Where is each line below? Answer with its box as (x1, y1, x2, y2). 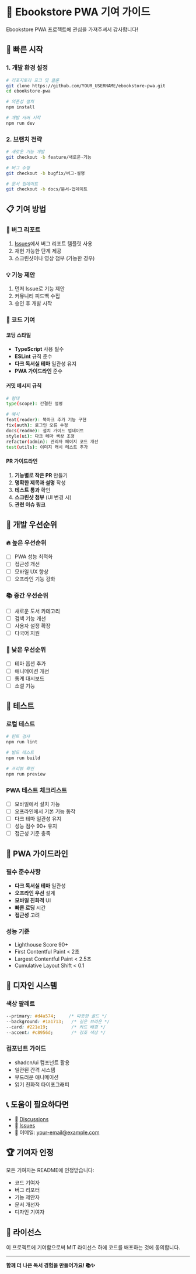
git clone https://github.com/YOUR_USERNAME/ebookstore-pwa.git (6, 83, 166, 88)
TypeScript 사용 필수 (14, 346, 64, 353)
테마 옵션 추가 (14, 660, 46, 667)
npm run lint (6, 739, 38, 745)
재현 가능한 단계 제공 (14, 247, 62, 254)
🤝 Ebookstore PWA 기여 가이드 (6, 5, 150, 19)
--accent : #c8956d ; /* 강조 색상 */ (6, 1029, 106, 1036)
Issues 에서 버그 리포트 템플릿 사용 (14, 240, 93, 247)
